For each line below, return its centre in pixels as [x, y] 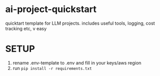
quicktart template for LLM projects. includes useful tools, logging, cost [80, 23]
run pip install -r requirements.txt [52, 68]
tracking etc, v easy [26, 28]
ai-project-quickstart [51, 9]
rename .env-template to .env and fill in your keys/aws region [77, 63]
